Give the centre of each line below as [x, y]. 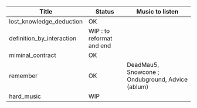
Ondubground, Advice [157, 80]
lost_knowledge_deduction [46, 21]
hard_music [25, 96]
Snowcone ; [143, 72]
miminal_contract [33, 55]
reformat [100, 38]
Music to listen [157, 11]
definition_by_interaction [43, 38]
